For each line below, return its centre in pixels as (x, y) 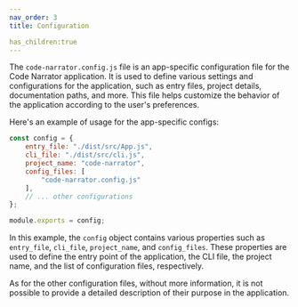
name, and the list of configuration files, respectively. (107, 266)
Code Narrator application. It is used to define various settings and (131, 77)
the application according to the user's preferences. (105, 105)
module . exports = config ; (57, 221)
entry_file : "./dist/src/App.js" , (89, 147)
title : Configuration (49, 26)
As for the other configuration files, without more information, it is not (136, 283)
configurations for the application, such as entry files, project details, (136, 86)
